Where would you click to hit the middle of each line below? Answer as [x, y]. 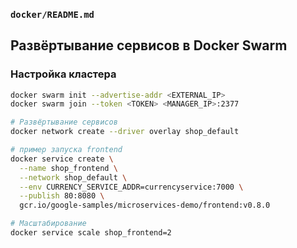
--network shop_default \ [73, 177]
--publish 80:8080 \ [62, 196]
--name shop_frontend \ [68, 168]
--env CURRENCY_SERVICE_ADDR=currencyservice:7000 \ [131, 187]
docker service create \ [62, 159]
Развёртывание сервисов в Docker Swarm [149, 45]
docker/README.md [52, 14]
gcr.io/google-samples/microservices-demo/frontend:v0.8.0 [145, 205]
